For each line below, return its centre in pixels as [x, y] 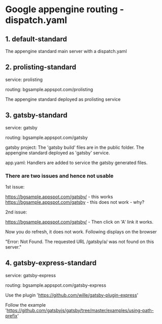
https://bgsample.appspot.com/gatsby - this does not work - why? [75, 202]
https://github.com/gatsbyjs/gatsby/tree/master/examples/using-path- [80, 310]
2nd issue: [16, 212]
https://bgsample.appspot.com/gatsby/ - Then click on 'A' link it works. [79, 222]
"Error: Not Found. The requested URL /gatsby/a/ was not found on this [80, 241]
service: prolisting [24, 79]
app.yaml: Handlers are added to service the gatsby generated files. [76, 163]
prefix [11, 316]
